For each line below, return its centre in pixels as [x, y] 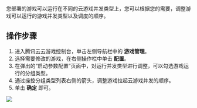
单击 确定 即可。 [34, 88]
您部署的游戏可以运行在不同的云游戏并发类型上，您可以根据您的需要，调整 [96, 8]
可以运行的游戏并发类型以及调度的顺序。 [60, 16]
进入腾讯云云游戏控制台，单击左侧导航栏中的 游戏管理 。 [82, 51]
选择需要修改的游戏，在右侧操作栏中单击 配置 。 [72, 58]
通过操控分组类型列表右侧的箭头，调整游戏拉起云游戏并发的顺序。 [94, 80]
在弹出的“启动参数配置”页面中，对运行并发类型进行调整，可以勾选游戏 [99, 65]
